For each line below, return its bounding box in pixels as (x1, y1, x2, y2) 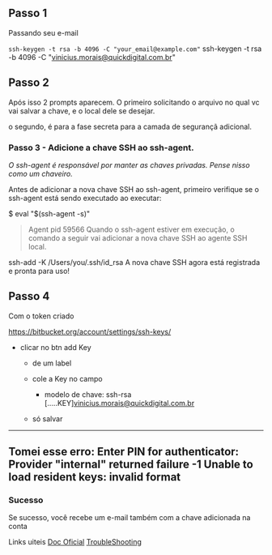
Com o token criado (8, 311, 74, 321)
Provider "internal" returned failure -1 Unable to (8, 458, 253, 472)
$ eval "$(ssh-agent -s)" (8, 208, 91, 218)
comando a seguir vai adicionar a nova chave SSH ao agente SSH (28, 233, 248, 242)
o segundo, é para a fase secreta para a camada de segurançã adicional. (8, 122, 253, 131)
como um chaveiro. (8, 169, 73, 178)
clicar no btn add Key (19, 342, 91, 352)
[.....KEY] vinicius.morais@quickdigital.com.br (44, 398, 195, 408)
